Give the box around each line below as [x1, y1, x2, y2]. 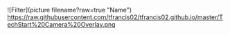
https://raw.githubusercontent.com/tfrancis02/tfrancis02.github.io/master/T [7, 13, 224, 21]
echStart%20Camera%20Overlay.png [7, 21, 116, 28]
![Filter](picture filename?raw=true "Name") [7, 6, 132, 14]
